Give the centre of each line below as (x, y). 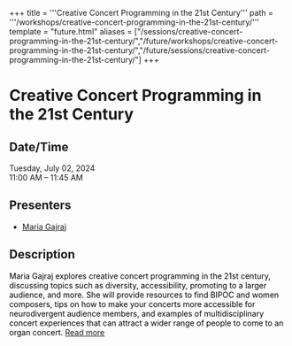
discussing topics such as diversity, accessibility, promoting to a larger (138, 285)
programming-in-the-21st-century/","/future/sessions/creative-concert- (139, 50)
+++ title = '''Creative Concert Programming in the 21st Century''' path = (142, 13)
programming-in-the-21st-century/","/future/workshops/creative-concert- (144, 41)
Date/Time (39, 146)
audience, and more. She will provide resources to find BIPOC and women (144, 295)
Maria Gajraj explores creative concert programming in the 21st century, (140, 276)
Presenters (40, 206)
